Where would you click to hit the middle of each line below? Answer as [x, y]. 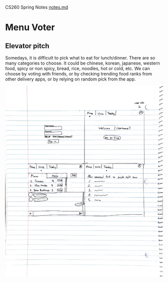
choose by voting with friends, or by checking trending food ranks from [79, 74]
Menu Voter [30, 27]
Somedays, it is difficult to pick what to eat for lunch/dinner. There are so [80, 58]
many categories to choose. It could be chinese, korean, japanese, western [82, 63]
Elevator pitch [27, 46]
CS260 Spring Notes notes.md [37, 7]
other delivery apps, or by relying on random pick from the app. [70, 79]
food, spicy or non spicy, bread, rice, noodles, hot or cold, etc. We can [77, 68]
